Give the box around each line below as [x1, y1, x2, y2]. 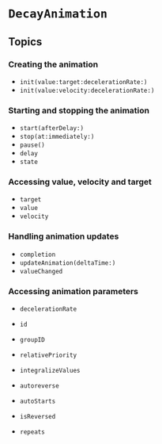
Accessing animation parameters [8, 285, 139, 297]
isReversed [19, 413, 56, 421]
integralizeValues [19, 367, 81, 375]
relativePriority [19, 351, 77, 359]
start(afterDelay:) [19, 124, 85, 132]
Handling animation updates [8, 231, 119, 242]
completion [19, 251, 56, 258]
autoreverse [19, 382, 59, 390]
